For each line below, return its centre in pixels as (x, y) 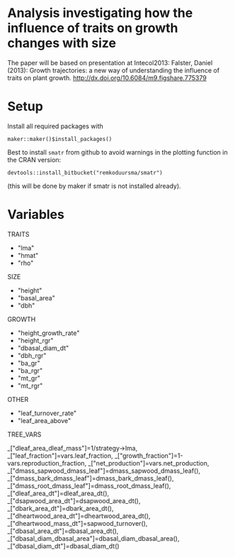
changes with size (62, 43)
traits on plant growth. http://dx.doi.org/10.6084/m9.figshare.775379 (107, 78)
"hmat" (28, 255)
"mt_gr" (29, 378)
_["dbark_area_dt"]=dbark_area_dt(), (61, 508)
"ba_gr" (29, 363)
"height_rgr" (35, 340)
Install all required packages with (56, 126)
